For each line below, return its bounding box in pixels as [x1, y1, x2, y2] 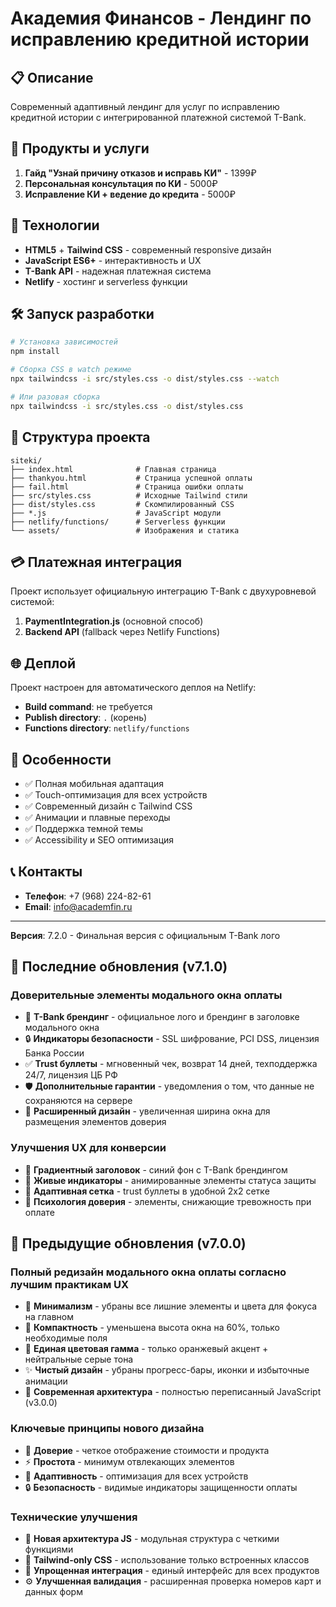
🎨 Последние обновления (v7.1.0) [10, 958, 228, 976]
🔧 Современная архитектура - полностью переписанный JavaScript [24, 1386, 322, 1398]
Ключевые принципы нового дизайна [10, 1422, 205, 1436]
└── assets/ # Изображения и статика [10, 525, 240, 536]
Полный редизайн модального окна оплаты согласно [10, 1265, 287, 1279]
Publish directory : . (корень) [24, 712, 148, 724]
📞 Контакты [10, 863, 83, 881]
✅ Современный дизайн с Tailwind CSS [24, 800, 193, 812]
